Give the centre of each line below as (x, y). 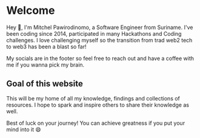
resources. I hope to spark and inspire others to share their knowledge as (98, 105)
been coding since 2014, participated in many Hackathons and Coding (94, 33)
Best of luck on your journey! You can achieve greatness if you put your (96, 123)
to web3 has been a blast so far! (46, 47)
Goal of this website (45, 84)
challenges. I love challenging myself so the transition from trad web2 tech (99, 40)
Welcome (31, 11)
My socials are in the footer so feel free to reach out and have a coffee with (100, 58)
